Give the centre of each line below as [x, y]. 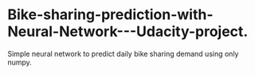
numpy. [20, 62]
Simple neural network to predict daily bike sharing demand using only [123, 53]
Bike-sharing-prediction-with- [110, 15]
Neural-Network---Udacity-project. [128, 32]
